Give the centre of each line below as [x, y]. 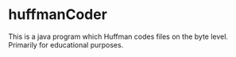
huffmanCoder [58, 15]
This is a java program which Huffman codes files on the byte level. [118, 36]
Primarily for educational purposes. [66, 44]
